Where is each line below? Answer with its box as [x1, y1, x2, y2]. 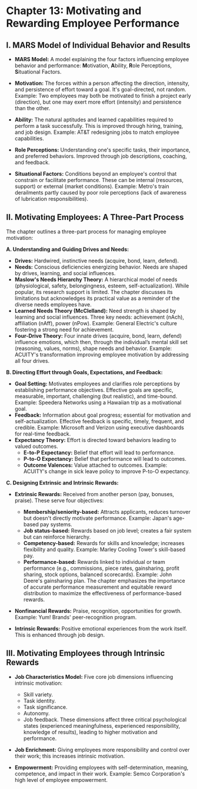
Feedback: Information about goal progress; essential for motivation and [14, 411, 191, 418]
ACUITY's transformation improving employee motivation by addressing [14, 351, 189, 358]
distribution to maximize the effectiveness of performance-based [23, 589, 182, 596]
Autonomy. [23, 709, 50, 717]
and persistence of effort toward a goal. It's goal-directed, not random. [14, 86, 186, 93]
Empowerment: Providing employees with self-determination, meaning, [14, 764, 189, 771]
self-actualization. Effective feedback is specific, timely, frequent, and [14, 417, 184, 425]
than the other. [14, 105, 51, 111]
